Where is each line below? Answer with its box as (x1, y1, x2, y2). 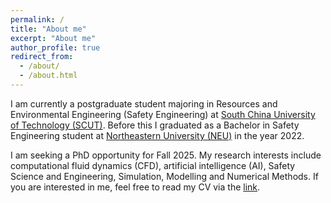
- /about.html (19, 71, 78, 81)
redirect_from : (10, 52, 74, 62)
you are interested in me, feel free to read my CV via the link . (10, 181, 261, 193)
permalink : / (10, 14, 65, 25)
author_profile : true (10, 42, 101, 53)
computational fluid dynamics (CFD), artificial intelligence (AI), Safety (10, 159, 296, 171)
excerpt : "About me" (10, 33, 97, 43)
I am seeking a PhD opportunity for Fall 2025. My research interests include (10, 149, 322, 161)
